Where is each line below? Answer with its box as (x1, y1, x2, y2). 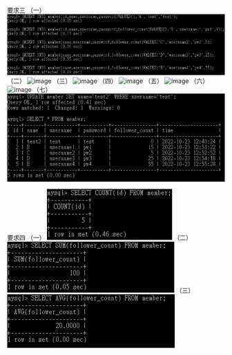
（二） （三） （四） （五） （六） (7, 77, 209, 85)
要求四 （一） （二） (7, 233, 192, 242)
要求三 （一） (7, 6, 46, 14)
